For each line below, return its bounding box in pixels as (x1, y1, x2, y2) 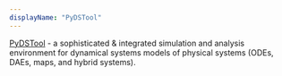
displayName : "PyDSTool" (9, 13, 102, 22)
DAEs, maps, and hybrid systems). (9, 56, 136, 67)
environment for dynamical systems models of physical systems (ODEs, (9, 46, 275, 58)
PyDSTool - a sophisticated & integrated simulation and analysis (9, 38, 244, 48)
